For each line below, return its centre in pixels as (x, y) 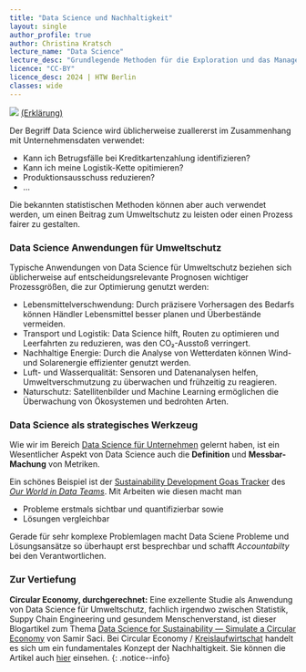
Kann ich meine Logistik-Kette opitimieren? (103, 167)
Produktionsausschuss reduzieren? (88, 177)
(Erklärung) (42, 113)
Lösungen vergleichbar (66, 519)
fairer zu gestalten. (45, 223)
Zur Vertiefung (43, 580)
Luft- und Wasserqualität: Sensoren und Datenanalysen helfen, (140, 372)
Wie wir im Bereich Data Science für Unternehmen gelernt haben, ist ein (145, 445)
